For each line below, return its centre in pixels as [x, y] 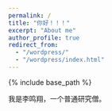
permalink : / [30, 15]
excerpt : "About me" [42, 30]
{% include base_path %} [50, 82]
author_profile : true [44, 38]
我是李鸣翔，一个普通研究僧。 [57, 98]
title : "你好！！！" [39, 23]
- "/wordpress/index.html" [60, 60]
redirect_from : [33, 45]
